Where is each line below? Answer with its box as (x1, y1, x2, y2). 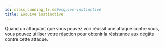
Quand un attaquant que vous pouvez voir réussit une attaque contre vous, (5, 25, 159, 31)
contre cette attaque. (5, 36, 48, 42)
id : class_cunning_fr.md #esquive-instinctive (5, 7, 101, 12)
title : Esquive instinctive (5, 12, 64, 17)
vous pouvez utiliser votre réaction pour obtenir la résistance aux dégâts (5, 31, 154, 37)
